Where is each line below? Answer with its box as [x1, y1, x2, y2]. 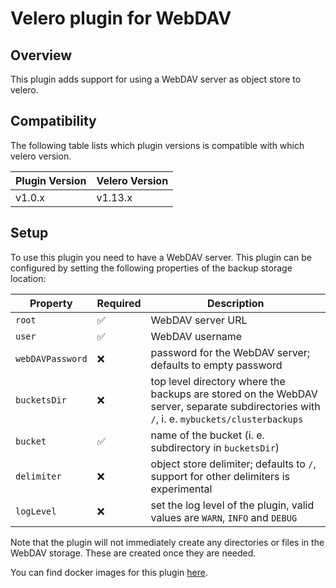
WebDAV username [150, 329, 243, 343]
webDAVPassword [15, 353, 88, 364]
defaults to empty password [150, 358, 283, 372]
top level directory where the [150, 374, 286, 388]
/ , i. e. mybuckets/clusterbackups [150, 412, 304, 426]
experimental [150, 482, 213, 496]
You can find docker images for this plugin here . [10, 566, 208, 578]
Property [29, 296, 73, 310]
